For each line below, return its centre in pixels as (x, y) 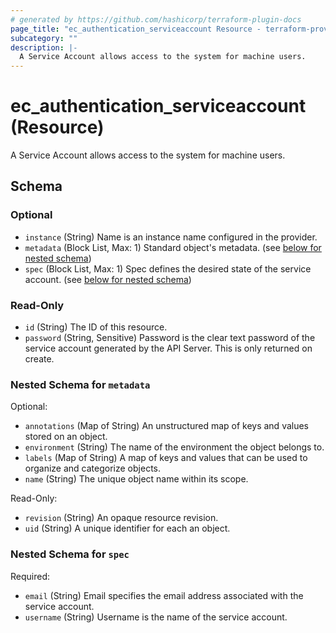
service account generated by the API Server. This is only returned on (168, 348)
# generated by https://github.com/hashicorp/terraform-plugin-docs (156, 19)
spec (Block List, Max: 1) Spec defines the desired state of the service (168, 268)
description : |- (44, 47)
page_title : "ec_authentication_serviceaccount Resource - (136, 29)
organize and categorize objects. (92, 468)
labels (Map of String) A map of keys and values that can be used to (166, 458)
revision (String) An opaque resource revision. (121, 518)
